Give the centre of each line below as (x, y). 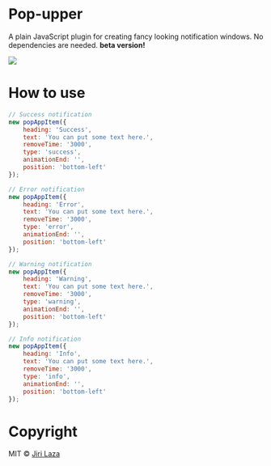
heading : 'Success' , (57, 129)
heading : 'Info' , (52, 354)
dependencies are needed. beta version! (77, 44)
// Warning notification (50, 264)
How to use (47, 93)
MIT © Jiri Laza (34, 454)
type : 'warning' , (52, 302)
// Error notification (47, 189)
